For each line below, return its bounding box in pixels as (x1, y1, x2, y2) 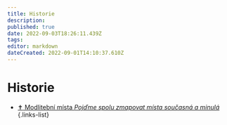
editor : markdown (7, 43, 58, 50)
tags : (7, 37, 23, 44)
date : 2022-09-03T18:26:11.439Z (7, 29, 102, 37)
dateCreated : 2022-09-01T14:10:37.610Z (7, 50, 124, 57)
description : (7, 17, 46, 24)
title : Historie (7, 10, 55, 18)
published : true (7, 23, 55, 30)
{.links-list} (17, 110, 50, 119)
